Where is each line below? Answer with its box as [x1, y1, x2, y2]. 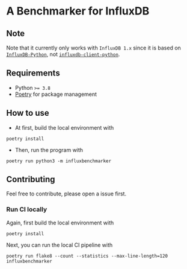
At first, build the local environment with [14, 124, 114, 131]
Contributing [6, 174, 55, 185]
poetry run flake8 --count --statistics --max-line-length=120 [6, 253, 168, 259]
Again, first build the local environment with [6, 219, 114, 226]
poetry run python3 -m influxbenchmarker [6, 158, 112, 164]
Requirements [6, 68, 60, 78]
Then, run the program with [14, 146, 83, 153]
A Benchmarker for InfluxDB [6, 4, 150, 18]
